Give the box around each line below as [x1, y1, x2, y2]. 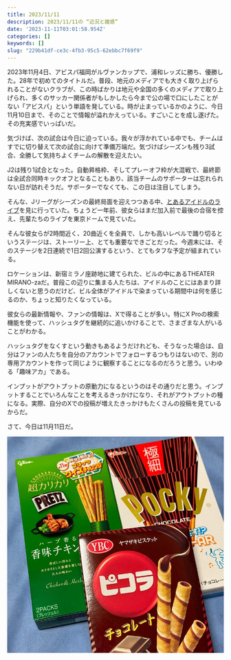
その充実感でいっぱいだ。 [7, 120, 80, 127]
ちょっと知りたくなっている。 [30, 295, 115, 304]
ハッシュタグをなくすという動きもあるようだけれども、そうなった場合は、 [7, 342, 218, 350]
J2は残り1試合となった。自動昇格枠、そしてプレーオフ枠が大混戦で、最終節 [7, 166, 221, 174]
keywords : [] [7, 40, 45, 47]
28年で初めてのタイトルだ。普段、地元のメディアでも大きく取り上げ [19, 76, 213, 84]
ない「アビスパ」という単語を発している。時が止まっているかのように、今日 [7, 102, 223, 110]
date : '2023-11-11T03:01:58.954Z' [7, 25, 107, 32]
